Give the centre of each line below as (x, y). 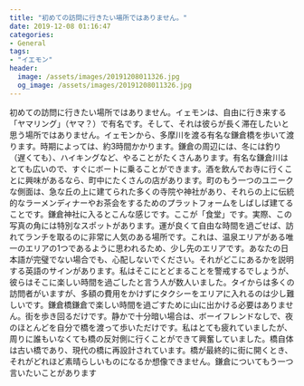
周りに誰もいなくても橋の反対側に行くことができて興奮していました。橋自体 (152, 338)
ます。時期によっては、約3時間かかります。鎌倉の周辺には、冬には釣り (149, 146)
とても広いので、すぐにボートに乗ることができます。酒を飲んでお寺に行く (147, 169)
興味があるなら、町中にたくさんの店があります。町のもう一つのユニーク (159, 180)
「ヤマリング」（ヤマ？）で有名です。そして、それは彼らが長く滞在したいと (149, 123)
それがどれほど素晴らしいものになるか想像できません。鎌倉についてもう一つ (152, 361)
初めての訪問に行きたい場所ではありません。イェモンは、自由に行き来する (148, 112)
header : (24, 69)
